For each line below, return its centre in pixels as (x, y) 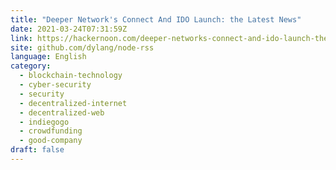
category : (31, 66)
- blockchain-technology (71, 76)
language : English (48, 57)
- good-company (51, 141)
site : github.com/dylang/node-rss (82, 47)
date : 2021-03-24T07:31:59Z (69, 29)
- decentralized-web (62, 112)
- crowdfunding (51, 131)
